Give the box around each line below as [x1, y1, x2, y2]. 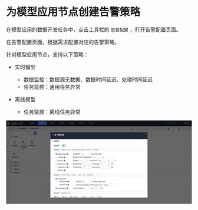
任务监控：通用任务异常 [23, 83, 81, 90]
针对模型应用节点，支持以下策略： [6, 51, 89, 58]
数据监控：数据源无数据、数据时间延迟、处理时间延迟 [23, 76, 153, 83]
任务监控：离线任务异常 [23, 108, 81, 115]
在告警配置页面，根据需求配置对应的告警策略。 [6, 38, 120, 45]
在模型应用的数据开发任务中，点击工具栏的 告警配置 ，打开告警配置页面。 [6, 26, 181, 33]
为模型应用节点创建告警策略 [6, 5, 141, 19]
